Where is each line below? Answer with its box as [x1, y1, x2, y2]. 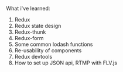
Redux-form [14, 35, 44, 41]
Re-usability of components [14, 47, 82, 54]
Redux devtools [14, 53, 53, 60]
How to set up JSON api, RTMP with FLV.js [14, 59, 117, 66]
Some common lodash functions [14, 41, 93, 48]
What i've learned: [6, 5, 50, 12]
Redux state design [14, 23, 61, 29]
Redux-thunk [14, 28, 46, 35]
